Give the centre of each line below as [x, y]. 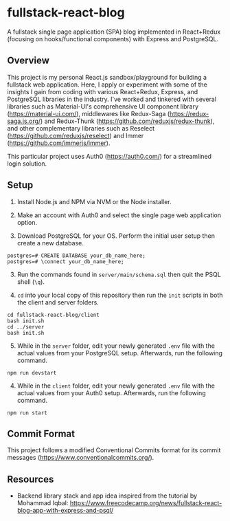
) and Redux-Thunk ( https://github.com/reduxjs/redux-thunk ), [127, 121]
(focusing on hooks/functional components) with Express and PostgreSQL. [113, 38]
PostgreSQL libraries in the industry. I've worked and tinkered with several [112, 99]
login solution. [27, 164]
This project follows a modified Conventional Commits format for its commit [114, 450]
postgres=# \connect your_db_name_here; [66, 262]
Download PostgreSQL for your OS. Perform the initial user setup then [116, 236]
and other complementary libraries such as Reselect [81, 128]
